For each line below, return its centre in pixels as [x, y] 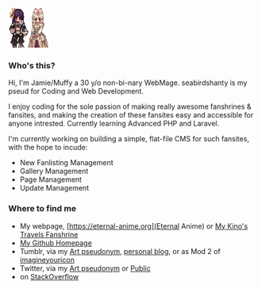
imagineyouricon [47, 260]
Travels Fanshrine [49, 234]
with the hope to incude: [48, 148]
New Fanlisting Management [66, 163]
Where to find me [42, 209]
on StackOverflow [49, 276]
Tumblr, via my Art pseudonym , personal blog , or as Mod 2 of [120, 251]
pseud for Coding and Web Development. [76, 91]
